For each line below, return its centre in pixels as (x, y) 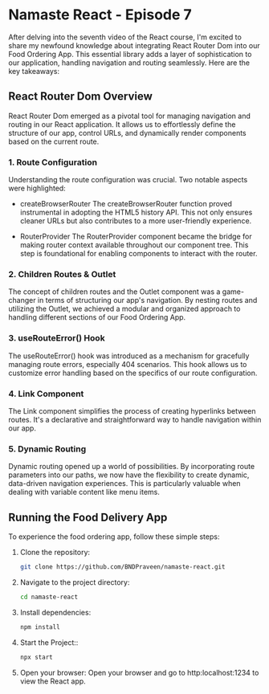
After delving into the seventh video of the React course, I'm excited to (125, 37)
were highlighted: (37, 188)
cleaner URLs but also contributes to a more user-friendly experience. (136, 221)
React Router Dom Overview (80, 97)
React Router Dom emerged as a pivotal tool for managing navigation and (130, 116)
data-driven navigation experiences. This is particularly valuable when (124, 484)
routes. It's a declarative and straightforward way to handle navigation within (135, 419)
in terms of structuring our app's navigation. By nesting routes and (147, 300)
